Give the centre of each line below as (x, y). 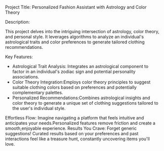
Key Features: (19, 57)
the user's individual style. (39, 108)
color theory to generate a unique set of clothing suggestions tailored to (85, 103)
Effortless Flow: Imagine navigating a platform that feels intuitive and (75, 118)
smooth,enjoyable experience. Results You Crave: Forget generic (71, 128)
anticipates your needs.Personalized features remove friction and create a (80, 123)
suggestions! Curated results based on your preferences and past (72, 133)
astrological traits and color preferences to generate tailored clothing (75, 42)
